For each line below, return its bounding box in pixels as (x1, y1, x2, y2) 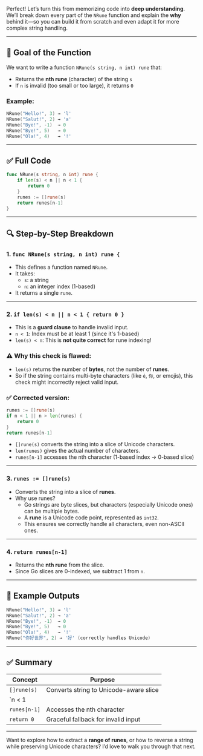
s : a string (24, 277, 50, 284)
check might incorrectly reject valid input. (14, 378, 119, 386)
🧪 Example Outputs (6, 591, 80, 601)
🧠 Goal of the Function (6, 48, 92, 58)
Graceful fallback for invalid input (46, 715, 141, 723)
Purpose (89, 675, 115, 683)
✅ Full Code (6, 156, 51, 166)
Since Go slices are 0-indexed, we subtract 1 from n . (14, 567, 145, 574)
